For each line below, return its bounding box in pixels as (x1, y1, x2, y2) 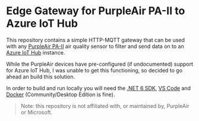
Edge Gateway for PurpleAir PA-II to (6, 4, 185, 18)
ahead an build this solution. (6, 73, 75, 80)
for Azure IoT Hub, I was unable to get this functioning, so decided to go (6, 66, 183, 74)
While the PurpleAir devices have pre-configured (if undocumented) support (6, 60, 194, 68)
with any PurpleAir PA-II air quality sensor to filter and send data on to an (6, 43, 184, 50)
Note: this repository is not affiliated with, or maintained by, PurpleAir (20, 102, 189, 109)
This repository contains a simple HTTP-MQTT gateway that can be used (6, 36, 185, 43)
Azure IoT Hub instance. (6, 49, 65, 56)
